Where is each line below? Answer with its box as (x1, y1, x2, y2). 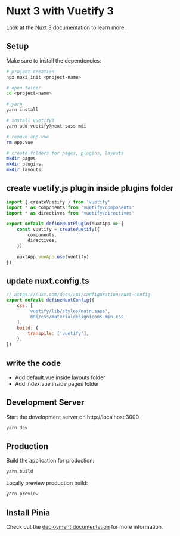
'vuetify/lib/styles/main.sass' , (27, 308, 111, 314)
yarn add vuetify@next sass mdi (6, 123, 86, 129)
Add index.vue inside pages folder (14, 380, 100, 387)
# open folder (6, 85, 42, 91)
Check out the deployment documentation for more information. (6, 523, 163, 530)
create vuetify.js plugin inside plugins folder (6, 183, 174, 193)
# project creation (6, 69, 55, 75)
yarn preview (6, 491, 39, 497)
